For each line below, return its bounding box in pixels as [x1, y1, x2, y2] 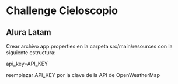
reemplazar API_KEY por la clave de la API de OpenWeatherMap [6, 72, 160, 78]
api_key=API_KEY [6, 60, 48, 67]
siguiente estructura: [6, 49, 56, 56]
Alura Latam [6, 27, 51, 37]
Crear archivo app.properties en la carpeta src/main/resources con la [6, 43, 173, 50]
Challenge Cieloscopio [6, 4, 118, 17]
